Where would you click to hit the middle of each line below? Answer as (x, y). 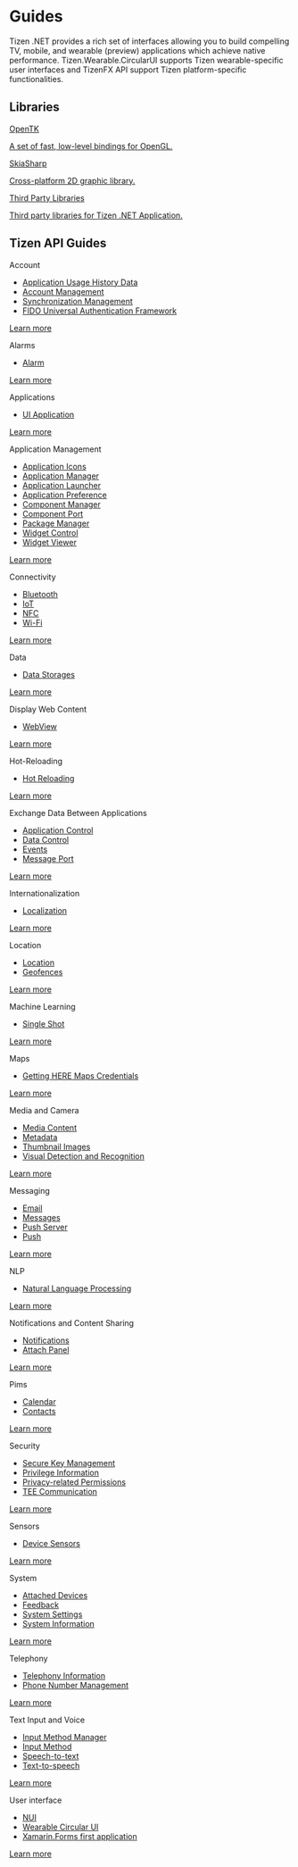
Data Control (46, 839)
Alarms (22, 345)
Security (25, 1446)
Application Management (55, 449)
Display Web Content (48, 709)
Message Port (48, 858)
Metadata (40, 1137)
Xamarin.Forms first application (79, 1836)
